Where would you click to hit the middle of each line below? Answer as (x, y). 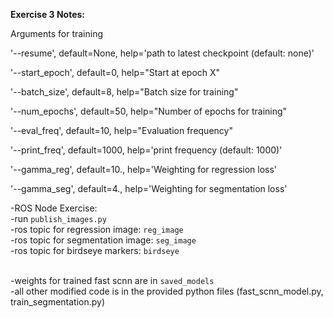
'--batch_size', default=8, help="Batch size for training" (124, 92)
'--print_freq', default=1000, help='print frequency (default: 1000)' (146, 150)
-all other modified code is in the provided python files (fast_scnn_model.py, (167, 291)
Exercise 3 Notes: (48, 14)
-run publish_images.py (58, 218)
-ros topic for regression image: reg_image (97, 229)
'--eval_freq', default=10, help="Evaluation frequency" (121, 130)
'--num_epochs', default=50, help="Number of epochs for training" (149, 111)
